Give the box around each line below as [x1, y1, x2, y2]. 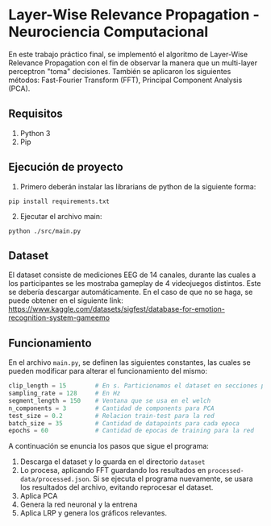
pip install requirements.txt [8, 197, 110, 205]
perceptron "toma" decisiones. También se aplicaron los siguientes [8, 66, 231, 76]
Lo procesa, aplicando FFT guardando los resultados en [19, 466, 206, 475]
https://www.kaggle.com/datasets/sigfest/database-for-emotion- [8, 304, 226, 314]
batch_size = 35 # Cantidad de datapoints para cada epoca [8, 419, 240, 428]
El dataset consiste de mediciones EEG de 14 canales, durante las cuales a [8, 270, 256, 280]
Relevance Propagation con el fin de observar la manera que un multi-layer [8, 58, 258, 68]
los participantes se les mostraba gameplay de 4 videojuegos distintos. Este [8, 279, 261, 288]
